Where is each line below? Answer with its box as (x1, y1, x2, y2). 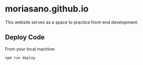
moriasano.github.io (5, 3, 89, 14)
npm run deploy (5, 55, 36, 60)
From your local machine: (5, 46, 56, 52)
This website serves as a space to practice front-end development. (5, 19, 139, 25)
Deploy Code (5, 33, 45, 41)
